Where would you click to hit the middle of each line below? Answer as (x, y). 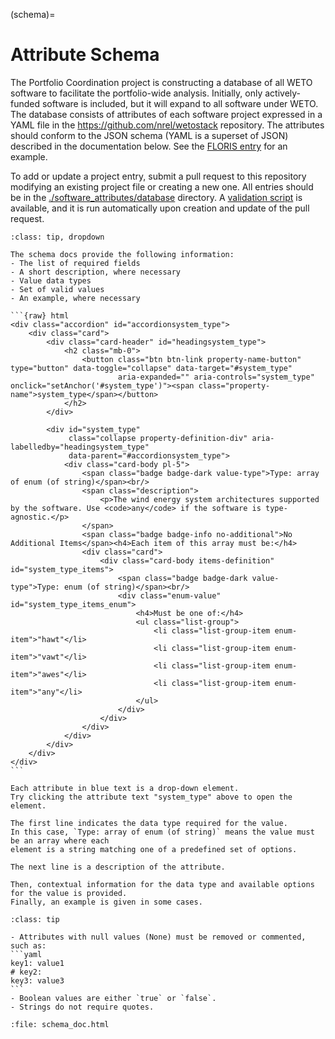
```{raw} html (40, 315)
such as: (28, 945)
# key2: (26, 972)
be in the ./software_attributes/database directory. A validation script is (156, 197)
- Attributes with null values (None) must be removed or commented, (158, 937)
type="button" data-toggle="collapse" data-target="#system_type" (151, 368)
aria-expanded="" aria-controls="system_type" (216, 377)
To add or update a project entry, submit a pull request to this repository (158, 176)
